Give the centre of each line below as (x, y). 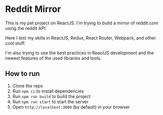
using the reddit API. (26, 28)
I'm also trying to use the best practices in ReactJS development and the (80, 53)
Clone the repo (28, 86)
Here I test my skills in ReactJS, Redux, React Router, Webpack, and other (81, 38)
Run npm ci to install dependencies (48, 91)
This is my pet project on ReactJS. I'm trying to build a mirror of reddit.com (82, 23)
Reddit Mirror (33, 9)
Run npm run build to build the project (51, 96)
